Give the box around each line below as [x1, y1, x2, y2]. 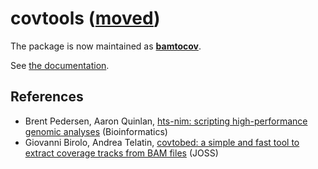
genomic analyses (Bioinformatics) [24, 125, 168, 137]
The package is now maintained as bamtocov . [10, 40, 202, 52]
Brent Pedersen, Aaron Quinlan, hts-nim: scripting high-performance [24, 115, 308, 127]
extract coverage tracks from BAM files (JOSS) [24, 147, 219, 159]
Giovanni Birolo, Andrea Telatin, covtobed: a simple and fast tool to [24, 136, 300, 148]
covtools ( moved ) [10, 7, 161, 30]
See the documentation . [10, 59, 110, 71]
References [10, 88, 84, 106]
